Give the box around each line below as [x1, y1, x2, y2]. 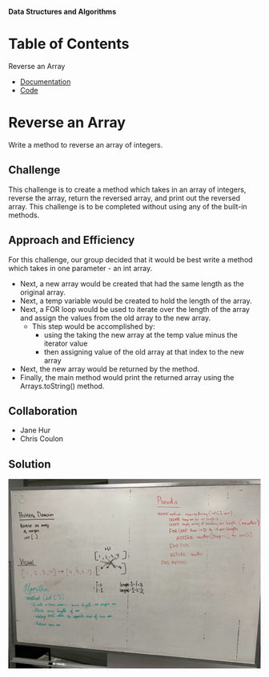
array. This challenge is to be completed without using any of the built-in [8, 201, 247, 211]
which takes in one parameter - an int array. [8, 263, 153, 273]
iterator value [43, 338, 88, 348]
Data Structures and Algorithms [8, 7, 117, 16]
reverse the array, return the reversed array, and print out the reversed [8, 193, 241, 203]
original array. [19, 287, 66, 297]
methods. [8, 210, 40, 220]
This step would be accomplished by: [31, 321, 155, 331]
